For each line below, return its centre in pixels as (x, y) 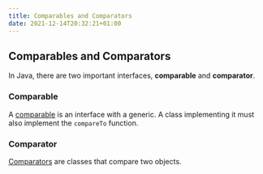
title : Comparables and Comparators (70, 16)
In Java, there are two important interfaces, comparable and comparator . (132, 76)
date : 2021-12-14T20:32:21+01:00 (65, 23)
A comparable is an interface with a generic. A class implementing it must (131, 114)
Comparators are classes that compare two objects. (95, 161)
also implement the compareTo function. (73, 123)
